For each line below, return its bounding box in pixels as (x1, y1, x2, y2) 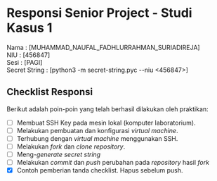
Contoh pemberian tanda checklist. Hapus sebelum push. (16, 166, 183, 175)
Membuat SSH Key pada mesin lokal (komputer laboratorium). (16, 118, 196, 127)
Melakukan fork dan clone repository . (16, 142, 126, 151)
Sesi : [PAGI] (6, 58, 43, 66)
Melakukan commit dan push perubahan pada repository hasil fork (16, 158, 210, 167)
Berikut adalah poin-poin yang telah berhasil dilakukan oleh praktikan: (6, 104, 209, 113)
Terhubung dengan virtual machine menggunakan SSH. (16, 134, 178, 142)
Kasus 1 (6, 20, 53, 36)
